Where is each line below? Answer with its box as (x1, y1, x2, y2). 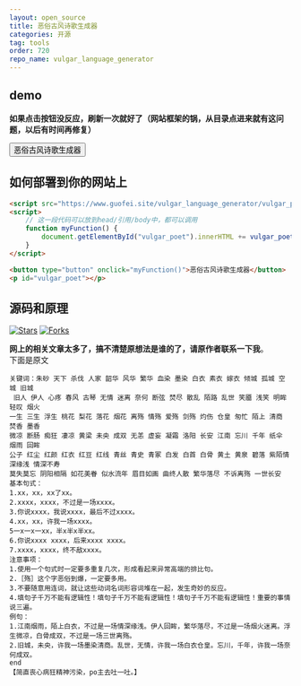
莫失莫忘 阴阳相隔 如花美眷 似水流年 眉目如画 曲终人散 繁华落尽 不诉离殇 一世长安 (9, 470, 282, 479)
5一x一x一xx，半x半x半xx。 (9, 526, 99, 536)
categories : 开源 (9, 30, 72, 39)
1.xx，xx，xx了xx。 (9, 489, 77, 498)
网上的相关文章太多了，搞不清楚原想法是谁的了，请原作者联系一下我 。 (9, 343, 269, 354)
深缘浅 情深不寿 (9, 460, 61, 469)
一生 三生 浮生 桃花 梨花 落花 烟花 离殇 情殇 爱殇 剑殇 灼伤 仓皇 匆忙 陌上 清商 (9, 412, 283, 421)
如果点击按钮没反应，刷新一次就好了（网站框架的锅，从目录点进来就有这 (9, 113, 276, 124)
